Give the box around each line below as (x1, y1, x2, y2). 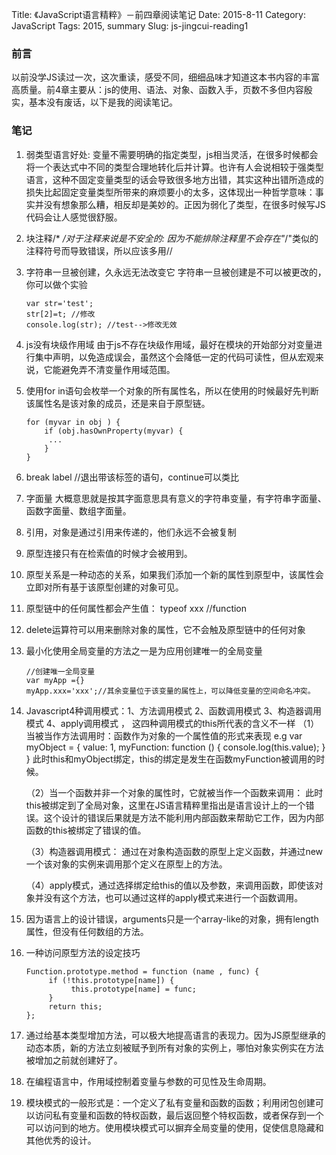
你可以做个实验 (25, 278, 88, 290)
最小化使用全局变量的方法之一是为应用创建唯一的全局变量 (25, 644, 263, 657)
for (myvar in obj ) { (25, 417, 121, 427)
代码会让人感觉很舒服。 (25, 211, 123, 223)
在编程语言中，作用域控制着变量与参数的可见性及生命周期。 (25, 1075, 272, 1087)
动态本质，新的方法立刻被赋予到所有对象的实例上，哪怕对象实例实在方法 (25, 1041, 324, 1053)
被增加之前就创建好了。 (25, 1054, 123, 1066)
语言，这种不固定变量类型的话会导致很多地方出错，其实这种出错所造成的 (25, 173, 324, 185)
